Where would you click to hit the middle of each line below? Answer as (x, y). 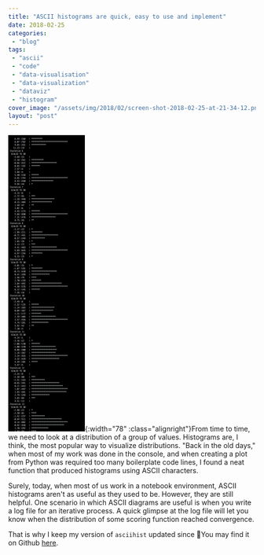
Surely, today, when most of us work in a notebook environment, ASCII (123, 486)
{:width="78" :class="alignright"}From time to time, (168, 429)
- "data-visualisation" (50, 75)
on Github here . (33, 543)
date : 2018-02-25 (37, 25)
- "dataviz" (31, 91)
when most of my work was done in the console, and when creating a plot (128, 454)
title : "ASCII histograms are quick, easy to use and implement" (117, 17)
